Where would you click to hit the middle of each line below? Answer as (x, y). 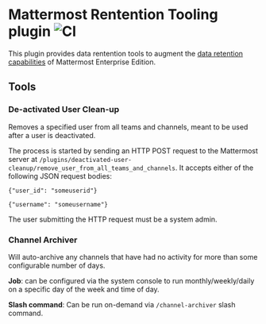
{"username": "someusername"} (58, 204)
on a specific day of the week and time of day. (84, 289)
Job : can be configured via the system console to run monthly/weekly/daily (131, 280)
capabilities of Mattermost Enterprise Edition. (82, 62)
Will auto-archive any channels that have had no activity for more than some (133, 256)
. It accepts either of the (214, 168)
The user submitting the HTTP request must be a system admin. (113, 219)
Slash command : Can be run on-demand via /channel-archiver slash (122, 304)
